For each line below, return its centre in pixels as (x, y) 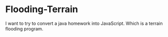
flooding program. (24, 28)
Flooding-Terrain (42, 9)
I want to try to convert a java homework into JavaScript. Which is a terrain (84, 23)
